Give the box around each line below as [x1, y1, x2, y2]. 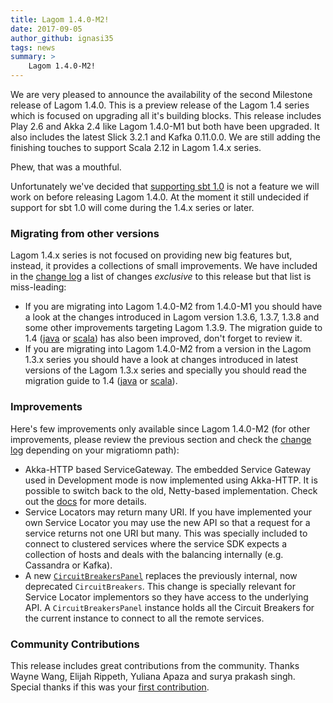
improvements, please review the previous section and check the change [10, 433, 312, 445]
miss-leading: [10, 281, 67, 293]
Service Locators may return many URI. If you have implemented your [24, 506, 313, 518]
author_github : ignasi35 [10, 33, 114, 43]
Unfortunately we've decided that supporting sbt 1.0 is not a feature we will [10, 181, 320, 192]
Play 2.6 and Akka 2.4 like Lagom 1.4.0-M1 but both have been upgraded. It [10, 121, 320, 132]
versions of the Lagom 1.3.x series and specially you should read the [24, 364, 308, 376]
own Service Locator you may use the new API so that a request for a [24, 516, 311, 528]
